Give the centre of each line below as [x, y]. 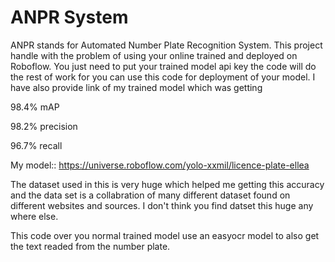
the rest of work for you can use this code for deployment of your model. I [163, 77]
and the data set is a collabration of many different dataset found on [150, 195]
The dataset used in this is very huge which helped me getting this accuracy [167, 184]
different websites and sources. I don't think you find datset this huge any [162, 205]
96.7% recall [36, 145]
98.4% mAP [35, 107]
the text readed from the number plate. [90, 246]
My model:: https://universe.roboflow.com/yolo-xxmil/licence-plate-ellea [160, 165]
